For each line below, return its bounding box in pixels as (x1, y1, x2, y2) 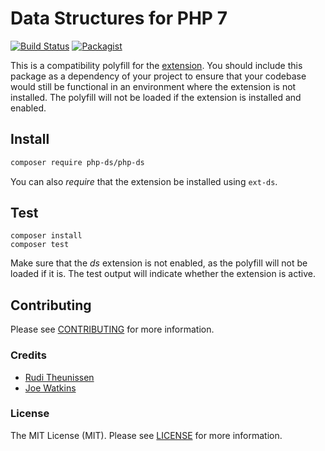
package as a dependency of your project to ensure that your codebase (10, 70, 307, 82)
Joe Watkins (24, 382, 77, 394)
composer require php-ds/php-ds (10, 157, 145, 167)
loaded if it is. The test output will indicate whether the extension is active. (10, 268, 316, 280)
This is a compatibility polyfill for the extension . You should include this (10, 59, 303, 71)
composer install (10, 231, 83, 241)
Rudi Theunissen (24, 371, 95, 383)
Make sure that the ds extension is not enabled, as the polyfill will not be (10, 257, 308, 269)
